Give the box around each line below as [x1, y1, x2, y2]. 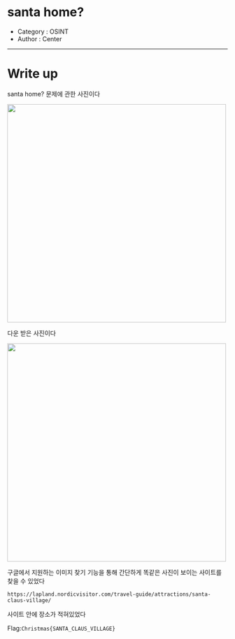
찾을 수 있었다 [7, 577, 45, 585]
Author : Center [17, 34, 62, 43]
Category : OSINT [17, 27, 69, 36]
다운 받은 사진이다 [7, 329, 56, 337]
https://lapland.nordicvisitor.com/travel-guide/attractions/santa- [7, 591, 211, 598]
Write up [7, 66, 58, 82]
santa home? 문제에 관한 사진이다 [7, 89, 100, 98]
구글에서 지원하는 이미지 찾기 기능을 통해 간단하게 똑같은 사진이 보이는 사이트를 [7, 568, 222, 576]
